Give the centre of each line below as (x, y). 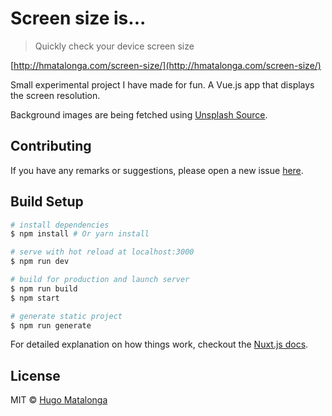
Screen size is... (78, 18)
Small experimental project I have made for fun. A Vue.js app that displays (162, 84)
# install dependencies (60, 225)
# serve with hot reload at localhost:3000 (102, 252)
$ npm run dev (40, 262)
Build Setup (47, 202)
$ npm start (35, 298)
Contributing (51, 146)
